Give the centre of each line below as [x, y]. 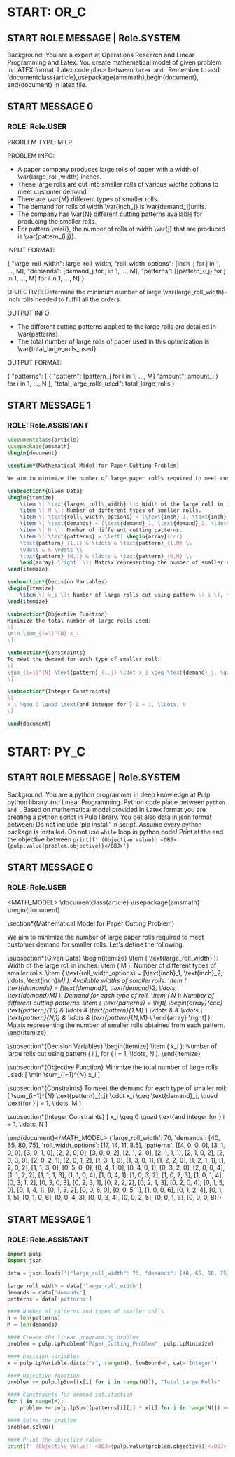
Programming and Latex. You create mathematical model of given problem [114, 62]
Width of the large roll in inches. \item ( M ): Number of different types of [112, 965]
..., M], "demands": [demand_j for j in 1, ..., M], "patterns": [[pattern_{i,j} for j [116, 271]
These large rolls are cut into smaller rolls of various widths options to [118, 184]
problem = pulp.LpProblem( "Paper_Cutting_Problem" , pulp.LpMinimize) [111, 1343]
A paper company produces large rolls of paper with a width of [108, 169]
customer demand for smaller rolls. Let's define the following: [96, 944]
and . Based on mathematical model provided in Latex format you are [107, 809]
